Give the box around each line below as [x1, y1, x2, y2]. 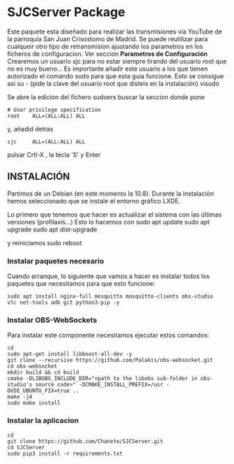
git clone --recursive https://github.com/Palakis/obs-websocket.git [7, 357, 214, 364]
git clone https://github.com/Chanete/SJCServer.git [7, 437, 164, 444]
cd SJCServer [7, 444, 45, 451]
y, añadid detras [7, 124, 54, 133]
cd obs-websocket [7, 363, 58, 370]
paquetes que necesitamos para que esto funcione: [7, 280, 155, 288]
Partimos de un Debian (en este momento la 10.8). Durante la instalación [7, 189, 214, 198]
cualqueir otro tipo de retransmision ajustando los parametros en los [7, 42, 203, 50]
